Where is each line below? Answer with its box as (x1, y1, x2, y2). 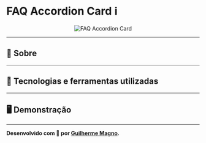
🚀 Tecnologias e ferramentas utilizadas (6, 76, 159, 87)
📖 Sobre (6, 48, 37, 59)
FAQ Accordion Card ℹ (6, 4, 118, 18)
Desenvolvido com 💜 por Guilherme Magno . (6, 130, 120, 137)
